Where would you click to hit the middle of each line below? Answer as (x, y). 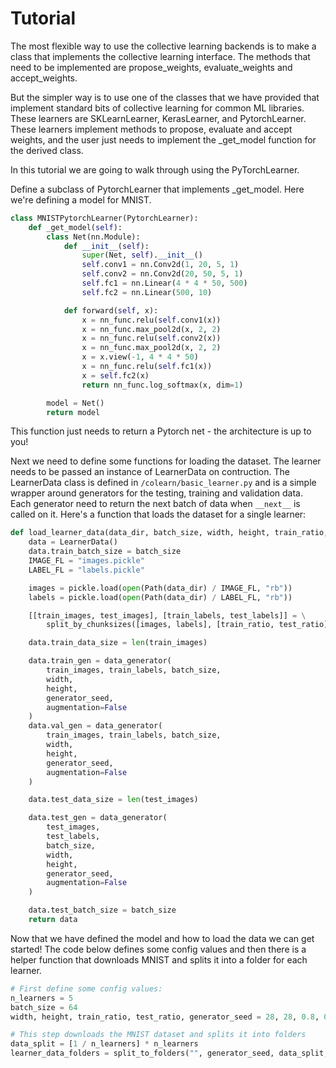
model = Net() (75, 403)
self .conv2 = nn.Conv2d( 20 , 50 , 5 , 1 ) (162, 274)
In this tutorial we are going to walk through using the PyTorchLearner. (155, 169)
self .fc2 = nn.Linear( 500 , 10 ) (147, 292)
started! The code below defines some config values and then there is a (158, 949)
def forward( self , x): (111, 310)
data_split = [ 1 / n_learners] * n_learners (104, 1044)
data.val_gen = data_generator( (95, 726)
